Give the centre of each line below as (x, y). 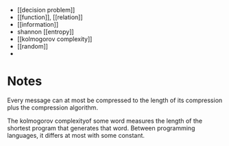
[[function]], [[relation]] (50, 17)
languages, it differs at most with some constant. (76, 135)
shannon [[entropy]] (45, 32)
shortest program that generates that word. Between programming (101, 128)
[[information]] (38, 24)
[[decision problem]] (46, 10)
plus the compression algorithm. (52, 107)
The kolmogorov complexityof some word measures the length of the (105, 121)
